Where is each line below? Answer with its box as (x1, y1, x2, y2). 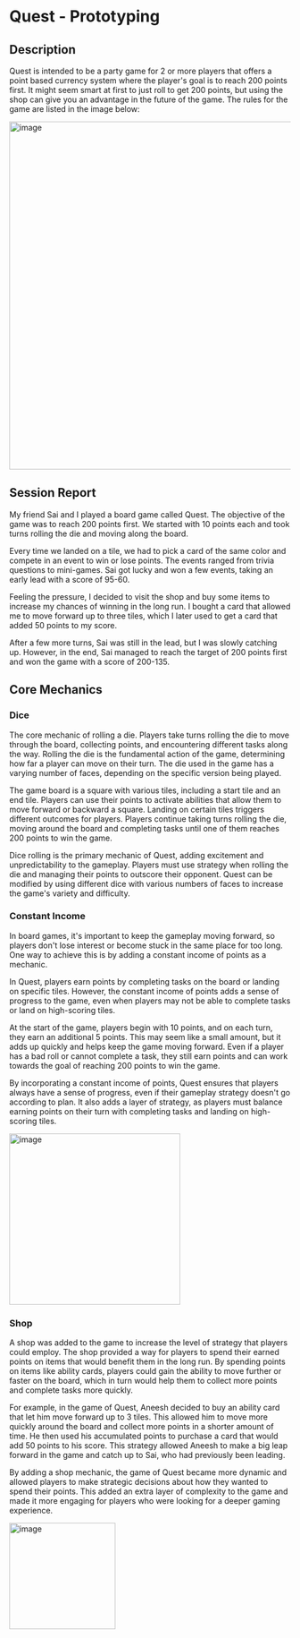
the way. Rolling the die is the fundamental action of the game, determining (9, 748, 286, 759)
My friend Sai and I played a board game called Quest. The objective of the (9, 508, 286, 520)
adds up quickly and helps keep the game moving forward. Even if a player (9, 1041, 284, 1052)
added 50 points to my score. (9, 619, 118, 630)
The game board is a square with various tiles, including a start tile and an (9, 785, 281, 796)
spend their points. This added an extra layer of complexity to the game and (9, 1486, 288, 1497)
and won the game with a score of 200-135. (9, 656, 171, 667)
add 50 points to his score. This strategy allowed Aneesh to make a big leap (9, 1440, 288, 1451)
